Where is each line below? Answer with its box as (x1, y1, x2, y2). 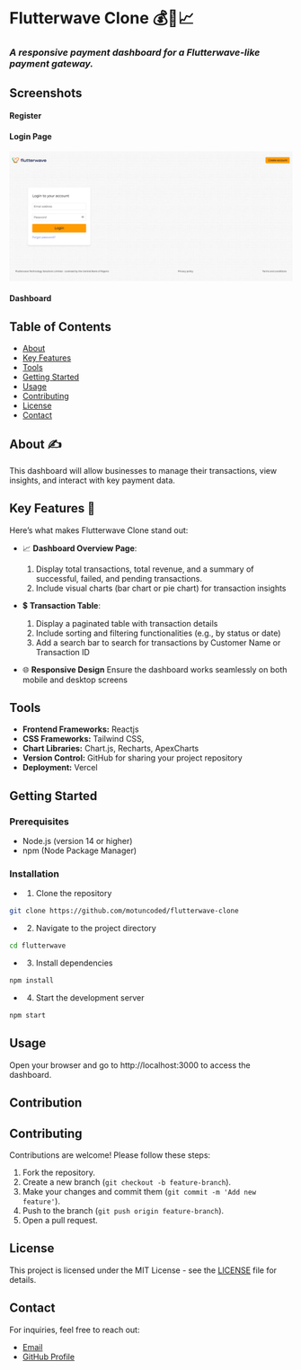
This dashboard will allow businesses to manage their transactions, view (9, 465, 277, 476)
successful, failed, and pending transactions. (35, 573, 203, 583)
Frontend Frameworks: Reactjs (22, 724, 139, 734)
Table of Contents (9, 319, 112, 334)
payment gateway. (9, 58, 94, 70)
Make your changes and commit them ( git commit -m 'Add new (22, 1186, 257, 1197)
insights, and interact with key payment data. (9, 475, 175, 485)
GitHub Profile (22, 1351, 75, 1362)
